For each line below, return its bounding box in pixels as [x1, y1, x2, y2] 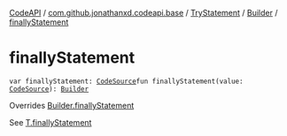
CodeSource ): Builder [9, 84, 89, 94]
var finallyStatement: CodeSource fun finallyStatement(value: [9, 77, 244, 86]
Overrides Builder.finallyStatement [9, 100, 135, 110]
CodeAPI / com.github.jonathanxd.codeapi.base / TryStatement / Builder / [9, 8, 278, 18]
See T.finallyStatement [9, 117, 92, 127]
